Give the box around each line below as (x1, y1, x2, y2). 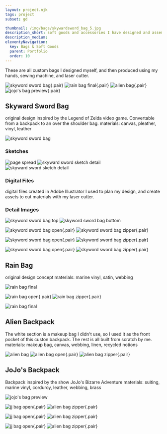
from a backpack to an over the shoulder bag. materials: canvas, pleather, (5, 120, 157, 126)
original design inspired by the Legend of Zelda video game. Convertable (5, 115, 155, 121)
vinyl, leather (5, 126, 32, 132)
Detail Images (5, 206, 39, 213)
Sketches (5, 148, 29, 155)
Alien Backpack (5, 318, 55, 326)
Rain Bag (5, 261, 33, 270)
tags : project (5, 12, 35, 17)
